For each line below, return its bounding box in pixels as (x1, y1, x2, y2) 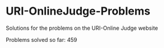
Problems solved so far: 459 (6, 36, 77, 43)
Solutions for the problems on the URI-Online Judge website (6, 24, 158, 32)
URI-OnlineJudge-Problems (6, 4, 151, 18)
